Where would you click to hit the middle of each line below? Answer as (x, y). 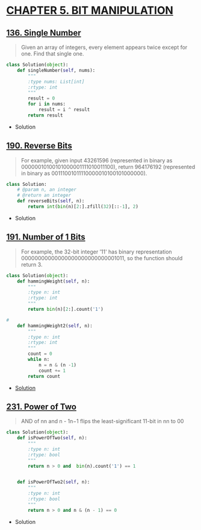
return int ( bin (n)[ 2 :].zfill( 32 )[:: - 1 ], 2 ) (83, 207)
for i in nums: (47, 104)
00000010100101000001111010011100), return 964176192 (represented (108, 167)
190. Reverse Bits (39, 146)
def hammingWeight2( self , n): (55, 326)
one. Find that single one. (52, 54)
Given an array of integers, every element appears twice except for (104, 47)
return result (45, 115)
